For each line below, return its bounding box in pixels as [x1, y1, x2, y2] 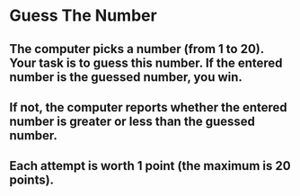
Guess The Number [9, 5, 157, 26]
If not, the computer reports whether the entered [9, 100, 287, 115]
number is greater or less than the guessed [9, 113, 256, 129]
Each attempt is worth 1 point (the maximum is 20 [9, 158, 291, 174]
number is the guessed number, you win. [9, 69, 243, 85]
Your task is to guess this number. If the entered [9, 55, 283, 70]
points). [9, 173, 55, 188]
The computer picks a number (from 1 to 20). [9, 41, 265, 57]
